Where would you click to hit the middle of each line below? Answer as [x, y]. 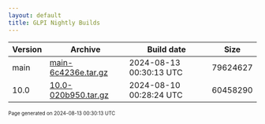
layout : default [35, 15]
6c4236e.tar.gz [79, 72]
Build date [167, 49]
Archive [86, 49]
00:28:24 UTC [156, 95]
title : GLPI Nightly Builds [54, 23]
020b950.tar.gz [79, 95]
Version [27, 49]
